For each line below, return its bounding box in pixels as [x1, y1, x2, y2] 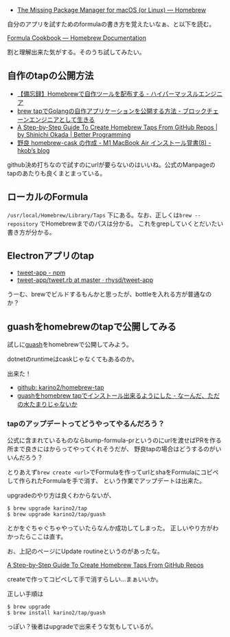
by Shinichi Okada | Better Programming [16, 130, 131, 138]
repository [7, 220, 38, 228]
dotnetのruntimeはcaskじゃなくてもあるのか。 [7, 355, 139, 363]
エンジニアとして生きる [29, 115, 95, 123]
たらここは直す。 [19, 532, 67, 541]
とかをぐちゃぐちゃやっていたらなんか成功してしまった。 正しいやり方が [7, 523, 213, 532]
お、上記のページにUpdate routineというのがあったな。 [7, 547, 163, 555]
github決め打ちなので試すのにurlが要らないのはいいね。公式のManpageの [7, 160, 216, 169]
